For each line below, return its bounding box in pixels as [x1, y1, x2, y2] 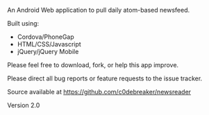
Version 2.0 [7, 101, 40, 109]
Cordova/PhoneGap [17, 33, 74, 41]
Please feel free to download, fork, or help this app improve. [7, 61, 179, 69]
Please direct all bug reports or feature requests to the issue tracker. [7, 74, 203, 82]
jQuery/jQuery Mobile [17, 48, 79, 55]
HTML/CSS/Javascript [17, 40, 81, 48]
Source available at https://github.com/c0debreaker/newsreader [7, 88, 192, 96]
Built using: [7, 19, 40, 27]
